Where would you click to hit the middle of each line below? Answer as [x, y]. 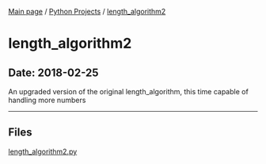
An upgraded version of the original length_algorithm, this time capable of [129, 92]
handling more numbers [47, 100]
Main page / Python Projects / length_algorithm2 [87, 11]
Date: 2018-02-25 [53, 72]
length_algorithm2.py [43, 151]
